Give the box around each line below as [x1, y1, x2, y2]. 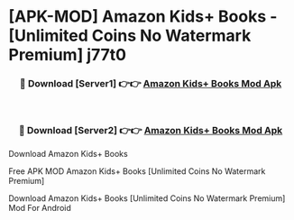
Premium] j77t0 [8, 45, 127, 65]
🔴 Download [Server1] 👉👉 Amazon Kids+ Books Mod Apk [19, 78, 282, 90]
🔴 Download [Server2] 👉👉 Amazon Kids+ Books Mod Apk [18, 124, 283, 137]
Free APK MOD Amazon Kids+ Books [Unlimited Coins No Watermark [8, 165, 266, 177]
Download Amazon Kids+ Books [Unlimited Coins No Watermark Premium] [8, 192, 286, 204]
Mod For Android [8, 202, 71, 213]
